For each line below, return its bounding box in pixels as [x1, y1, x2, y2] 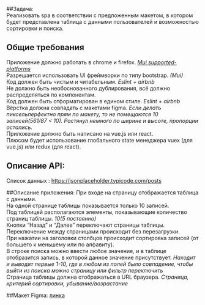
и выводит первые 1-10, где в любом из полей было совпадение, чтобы [6, 260, 193, 268]
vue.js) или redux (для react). [6, 143, 81, 150]
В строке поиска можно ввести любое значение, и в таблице [6, 247, 167, 254]
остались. [6, 123, 32, 131]
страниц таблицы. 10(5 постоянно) [6, 215, 97, 222]
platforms [6, 65, 31, 72]
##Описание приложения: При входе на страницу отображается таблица [6, 189, 199, 196]
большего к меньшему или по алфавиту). [6, 241, 114, 248]
